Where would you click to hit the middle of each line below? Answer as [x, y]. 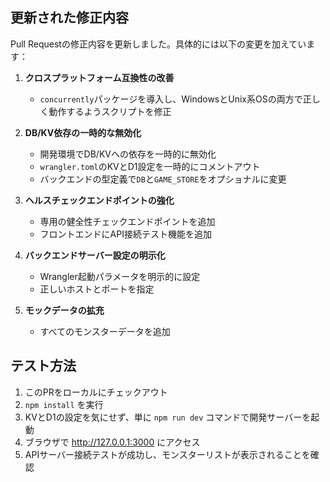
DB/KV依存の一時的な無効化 [83, 132]
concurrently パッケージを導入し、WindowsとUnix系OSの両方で [171, 99]
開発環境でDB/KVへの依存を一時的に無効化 [128, 154]
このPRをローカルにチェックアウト [96, 392]
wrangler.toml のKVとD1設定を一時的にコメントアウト [150, 166]
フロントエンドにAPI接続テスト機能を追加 [125, 234]
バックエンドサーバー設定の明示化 [95, 255]
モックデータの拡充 [64, 310]
